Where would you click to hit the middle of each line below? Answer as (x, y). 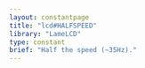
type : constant (37, 42)
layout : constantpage (49, 17)
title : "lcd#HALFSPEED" (53, 26)
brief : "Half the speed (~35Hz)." (73, 50)
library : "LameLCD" (45, 34)
